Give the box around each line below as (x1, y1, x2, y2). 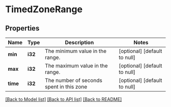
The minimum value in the (45, 47, 107, 55)
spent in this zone (45, 83, 88, 90)
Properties (5, 24, 40, 33)
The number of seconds (45, 77, 103, 84)
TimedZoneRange (5, 4, 83, 15)
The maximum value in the (45, 62, 108, 69)
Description (65, 39, 94, 46)
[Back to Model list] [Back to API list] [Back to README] (5, 96, 122, 102)
